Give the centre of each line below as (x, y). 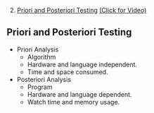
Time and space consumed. (68, 72)
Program (40, 87)
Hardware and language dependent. (79, 94)
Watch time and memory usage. (73, 102)
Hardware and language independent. (82, 64)
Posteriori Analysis (44, 79)
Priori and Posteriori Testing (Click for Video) (82, 10)
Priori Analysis (38, 49)
